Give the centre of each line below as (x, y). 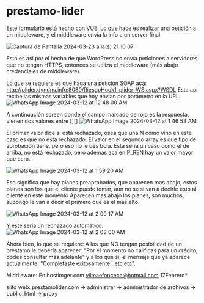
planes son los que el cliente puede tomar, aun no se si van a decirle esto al (101, 189)
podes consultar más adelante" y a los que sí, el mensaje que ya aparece (98, 257)
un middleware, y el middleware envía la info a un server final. (84, 34)
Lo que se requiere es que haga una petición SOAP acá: (77, 83)
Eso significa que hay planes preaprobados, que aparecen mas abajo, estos (102, 182)
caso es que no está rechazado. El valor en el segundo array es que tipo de (101, 139)
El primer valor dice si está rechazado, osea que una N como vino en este (99, 133)
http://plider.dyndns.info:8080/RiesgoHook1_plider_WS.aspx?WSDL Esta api (102, 89)
